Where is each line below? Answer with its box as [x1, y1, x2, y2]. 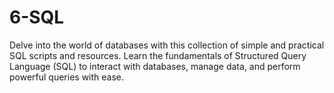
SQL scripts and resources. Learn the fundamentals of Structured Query [9, 49, 307, 61]
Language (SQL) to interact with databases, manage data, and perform [9, 60, 301, 72]
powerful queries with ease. [9, 71, 125, 83]
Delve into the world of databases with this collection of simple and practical [9, 39, 325, 51]
